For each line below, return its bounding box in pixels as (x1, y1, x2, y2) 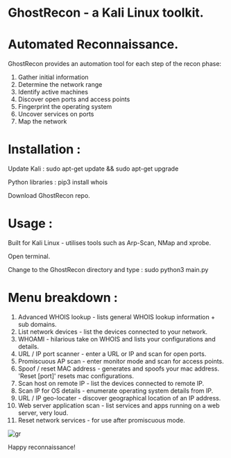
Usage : (8, 216, 53, 232)
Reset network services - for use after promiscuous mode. (17, 416, 186, 424)
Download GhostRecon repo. (8, 192, 91, 200)
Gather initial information (17, 73, 89, 81)
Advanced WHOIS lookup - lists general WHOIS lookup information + (17, 312, 216, 321)
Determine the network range (17, 80, 103, 89)
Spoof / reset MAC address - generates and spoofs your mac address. (17, 364, 220, 373)
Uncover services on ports (17, 110, 94, 119)
